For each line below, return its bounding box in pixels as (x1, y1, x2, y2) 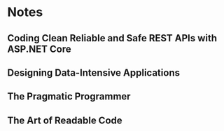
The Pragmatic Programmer (7, 90, 131, 102)
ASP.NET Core (7, 43, 71, 55)
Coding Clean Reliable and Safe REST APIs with (7, 32, 218, 44)
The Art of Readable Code (7, 114, 122, 126)
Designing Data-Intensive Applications (7, 67, 181, 78)
